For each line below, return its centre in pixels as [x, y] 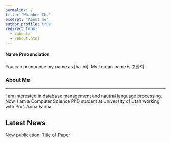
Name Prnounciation [27, 54]
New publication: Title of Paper [38, 135]
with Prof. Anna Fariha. [29, 107]
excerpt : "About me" [27, 19]
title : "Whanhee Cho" [28, 15]
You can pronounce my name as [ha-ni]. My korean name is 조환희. [76, 67]
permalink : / [19, 10]
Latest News [25, 123]
